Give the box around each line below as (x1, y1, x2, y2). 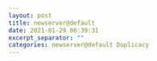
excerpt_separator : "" (8, 33, 85, 42)
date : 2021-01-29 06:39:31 (8, 26, 99, 34)
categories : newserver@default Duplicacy (8, 41, 150, 49)
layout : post (8, 11, 52, 20)
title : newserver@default (8, 19, 95, 27)
